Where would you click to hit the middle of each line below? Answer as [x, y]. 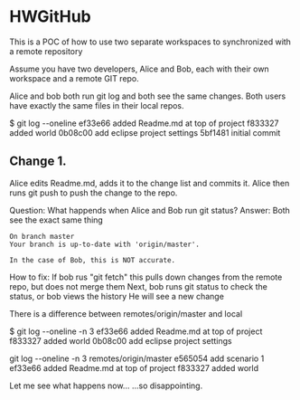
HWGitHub [51, 17]
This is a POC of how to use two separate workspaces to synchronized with [150, 42]
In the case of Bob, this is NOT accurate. [93, 260]
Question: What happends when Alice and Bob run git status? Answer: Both [150, 210]
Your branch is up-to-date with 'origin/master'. [105, 244]
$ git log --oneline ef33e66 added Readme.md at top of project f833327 [144, 123]
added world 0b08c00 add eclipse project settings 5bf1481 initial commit [145, 132]
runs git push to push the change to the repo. [94, 193]
